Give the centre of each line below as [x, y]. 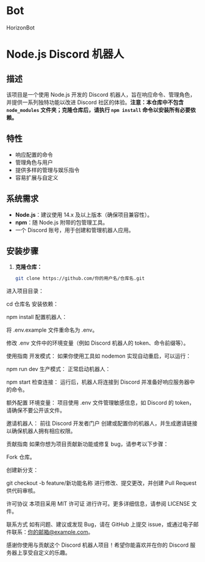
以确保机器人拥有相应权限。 [41, 431]
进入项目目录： [25, 291]
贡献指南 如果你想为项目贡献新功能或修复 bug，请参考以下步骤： [88, 444]
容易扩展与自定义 [37, 178]
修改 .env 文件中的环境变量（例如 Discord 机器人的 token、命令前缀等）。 [98, 343]
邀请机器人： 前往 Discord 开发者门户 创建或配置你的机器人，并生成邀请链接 [102, 424]
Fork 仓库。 [21, 457]
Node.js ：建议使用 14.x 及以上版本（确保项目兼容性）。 [84, 214]
